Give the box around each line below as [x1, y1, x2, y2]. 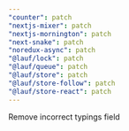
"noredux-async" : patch [8, 46, 96, 55]
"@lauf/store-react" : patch [8, 87, 112, 96]
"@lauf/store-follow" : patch [8, 79, 116, 88]
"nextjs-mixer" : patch [8, 21, 92, 30]
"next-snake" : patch [8, 37, 85, 47]
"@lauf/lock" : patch [8, 54, 85, 63]
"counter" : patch [8, 12, 72, 22]
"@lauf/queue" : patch [8, 63, 88, 72]
